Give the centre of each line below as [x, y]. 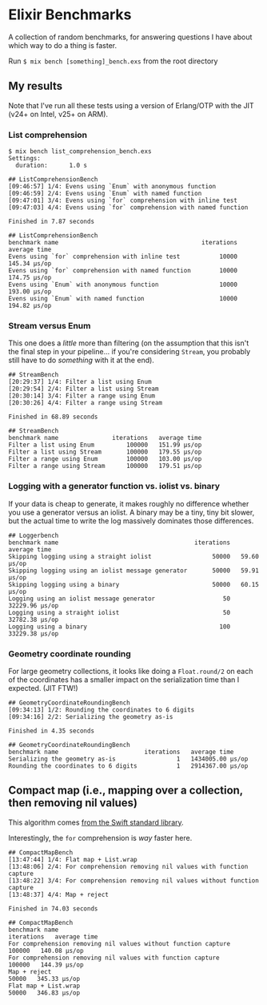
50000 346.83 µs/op [44, 993]
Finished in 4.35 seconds [51, 731]
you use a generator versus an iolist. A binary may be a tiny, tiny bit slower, [132, 512]
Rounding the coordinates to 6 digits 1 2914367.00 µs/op [128, 766]
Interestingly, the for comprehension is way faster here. [100, 837]
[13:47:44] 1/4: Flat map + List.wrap [73, 859]
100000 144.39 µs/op [46, 965]
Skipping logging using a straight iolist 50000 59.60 [134, 556]
